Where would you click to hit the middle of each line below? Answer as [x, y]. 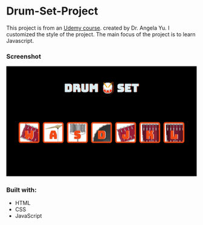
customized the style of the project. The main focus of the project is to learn [101, 34]
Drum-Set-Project [52, 11]
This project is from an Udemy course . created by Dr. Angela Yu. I [88, 28]
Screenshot [24, 56]
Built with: [21, 190]
